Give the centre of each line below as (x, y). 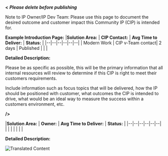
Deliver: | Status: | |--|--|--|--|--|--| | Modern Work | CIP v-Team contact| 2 (83, 43)
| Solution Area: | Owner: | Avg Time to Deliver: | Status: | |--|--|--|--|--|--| (83, 124)
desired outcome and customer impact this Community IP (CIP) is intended (82, 22)
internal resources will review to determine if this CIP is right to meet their (81, 73)
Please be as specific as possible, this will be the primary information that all (84, 68)
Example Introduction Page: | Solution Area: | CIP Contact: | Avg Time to (81, 37)
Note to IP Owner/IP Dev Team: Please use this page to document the (77, 17)
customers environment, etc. (35, 104)
